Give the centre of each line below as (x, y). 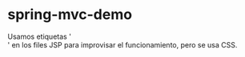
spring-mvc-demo (70, 15)
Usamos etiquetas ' (39, 36)
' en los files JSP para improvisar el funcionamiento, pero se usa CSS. (122, 44)
